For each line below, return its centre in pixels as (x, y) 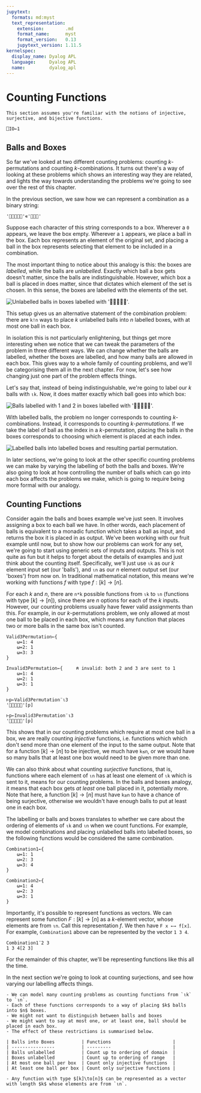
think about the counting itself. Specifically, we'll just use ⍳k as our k (90, 563)
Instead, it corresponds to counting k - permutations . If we (113, 424)
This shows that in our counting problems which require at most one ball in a (101, 732)
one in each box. (27, 807)
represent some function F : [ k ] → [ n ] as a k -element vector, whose (90, 919)
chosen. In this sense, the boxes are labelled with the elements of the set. (97, 290)
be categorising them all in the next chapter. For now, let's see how (89, 370)
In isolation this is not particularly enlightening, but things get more (88, 338)
